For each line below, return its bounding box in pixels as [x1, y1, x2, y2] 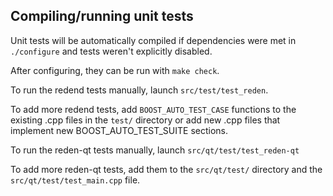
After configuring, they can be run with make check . [10, 64, 220, 76]
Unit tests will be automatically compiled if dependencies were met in [10, 34, 297, 46]
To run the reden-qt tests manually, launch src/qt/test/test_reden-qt [10, 144, 300, 156]
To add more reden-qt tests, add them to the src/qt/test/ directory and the [10, 163, 323, 175]
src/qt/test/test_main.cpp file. [10, 174, 141, 186]
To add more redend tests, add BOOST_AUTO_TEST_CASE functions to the [10, 103, 297, 115]
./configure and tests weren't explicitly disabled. [10, 45, 213, 57]
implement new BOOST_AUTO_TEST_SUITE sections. [10, 124, 229, 136]
